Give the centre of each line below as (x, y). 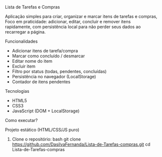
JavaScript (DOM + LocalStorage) (46, 111)
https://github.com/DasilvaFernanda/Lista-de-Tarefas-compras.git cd (81, 144)
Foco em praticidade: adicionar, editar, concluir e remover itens (68, 22)
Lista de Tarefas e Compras (33, 7)
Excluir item (24, 66)
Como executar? (21, 120)
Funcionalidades (21, 41)
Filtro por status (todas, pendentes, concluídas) (59, 71)
